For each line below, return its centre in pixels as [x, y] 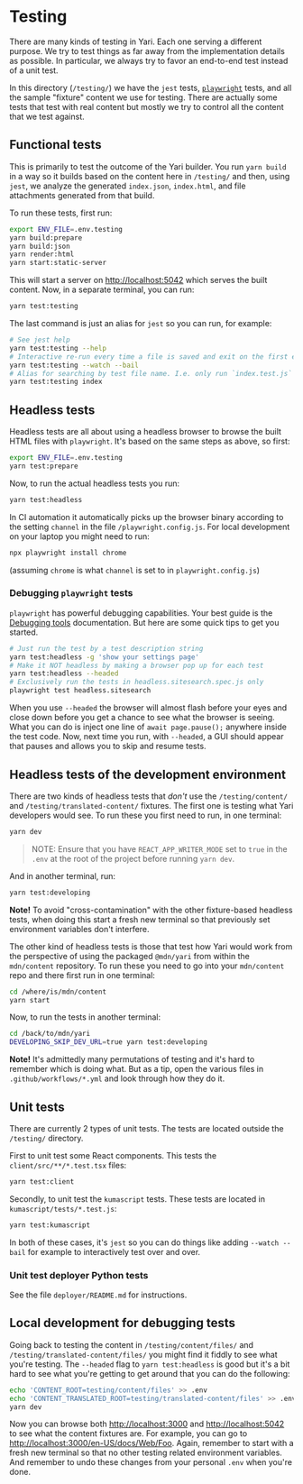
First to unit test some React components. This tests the [113, 1155]
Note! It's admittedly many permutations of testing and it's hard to [132, 1059]
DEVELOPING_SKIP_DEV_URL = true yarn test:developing [108, 1042]
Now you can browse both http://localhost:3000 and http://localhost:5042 [147, 1424]
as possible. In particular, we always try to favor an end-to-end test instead [149, 60]
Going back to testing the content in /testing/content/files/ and [132, 1344]
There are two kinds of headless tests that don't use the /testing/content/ [149, 796]
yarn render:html [42, 254]
